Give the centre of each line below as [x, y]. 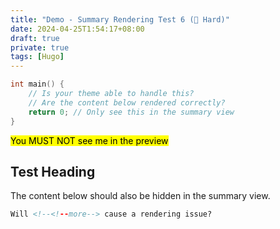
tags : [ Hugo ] [37, 57]
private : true [40, 47]
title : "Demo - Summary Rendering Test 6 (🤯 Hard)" [120, 19]
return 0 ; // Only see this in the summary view [131, 112]
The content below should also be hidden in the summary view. [140, 196]
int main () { [37, 84]
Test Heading [53, 171]
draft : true [35, 38]
